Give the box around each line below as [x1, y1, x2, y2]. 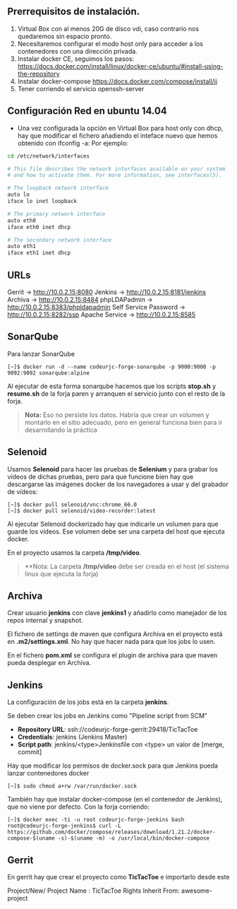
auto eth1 [7, 243, 37, 250]
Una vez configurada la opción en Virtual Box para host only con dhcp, [17, 124, 224, 132]
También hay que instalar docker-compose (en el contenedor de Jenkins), [7, 795, 223, 804]
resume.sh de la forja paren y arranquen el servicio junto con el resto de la [7, 389, 226, 398]
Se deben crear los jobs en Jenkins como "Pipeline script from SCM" [7, 712, 208, 720]
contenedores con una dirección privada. [17, 47, 138, 55]
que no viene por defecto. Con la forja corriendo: [7, 802, 150, 811]
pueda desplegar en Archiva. [7, 659, 92, 667]
